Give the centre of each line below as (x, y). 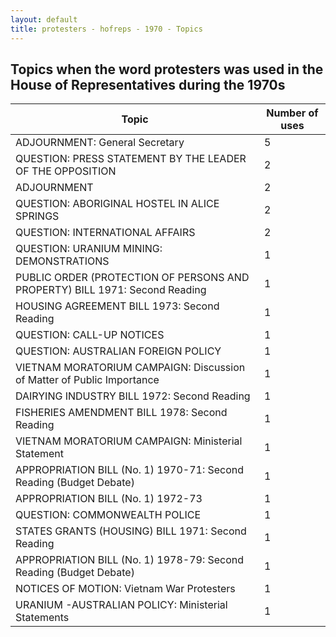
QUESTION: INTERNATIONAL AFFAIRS (105, 233)
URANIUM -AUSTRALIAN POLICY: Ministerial (121, 605)
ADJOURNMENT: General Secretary (100, 143)
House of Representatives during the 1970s (148, 84)
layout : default (44, 19)
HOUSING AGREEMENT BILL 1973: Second (117, 306)
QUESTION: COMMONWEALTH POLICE (108, 515)
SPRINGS (37, 216)
